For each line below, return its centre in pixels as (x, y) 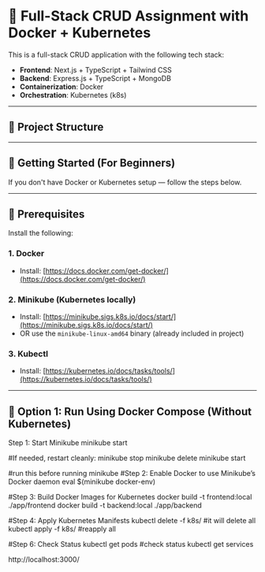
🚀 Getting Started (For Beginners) (92, 163)
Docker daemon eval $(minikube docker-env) (82, 482)
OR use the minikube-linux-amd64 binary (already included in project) (132, 333)
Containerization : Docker (62, 87)
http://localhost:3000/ (44, 559)
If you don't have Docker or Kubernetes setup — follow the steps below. (125, 182)
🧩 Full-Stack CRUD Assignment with (129, 16)
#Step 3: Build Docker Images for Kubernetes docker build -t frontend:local (130, 497)
